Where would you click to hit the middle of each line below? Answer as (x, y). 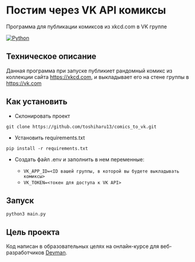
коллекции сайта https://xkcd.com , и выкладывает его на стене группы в (98, 77)
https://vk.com (24, 83)
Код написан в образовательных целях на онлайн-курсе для (82, 246)
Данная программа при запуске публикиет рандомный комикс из (89, 71)
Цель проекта (33, 232)
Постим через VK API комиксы (86, 10)
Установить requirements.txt (50, 137)
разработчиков (25, 253)
